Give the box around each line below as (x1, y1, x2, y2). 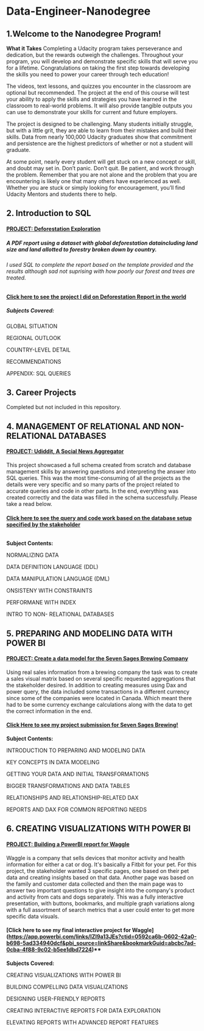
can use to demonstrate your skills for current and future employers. (6, 109, 178, 115)
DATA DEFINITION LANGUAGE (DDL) (6, 563, 99, 571)
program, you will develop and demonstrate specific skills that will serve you (6, 58, 198, 65)
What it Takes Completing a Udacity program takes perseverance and (6, 45, 183, 52)
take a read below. (6, 500, 53, 507)
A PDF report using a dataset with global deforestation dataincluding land (6, 239, 198, 247)
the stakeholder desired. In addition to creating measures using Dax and (6, 681, 188, 689)
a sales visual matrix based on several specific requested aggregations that (6, 675, 196, 682)
